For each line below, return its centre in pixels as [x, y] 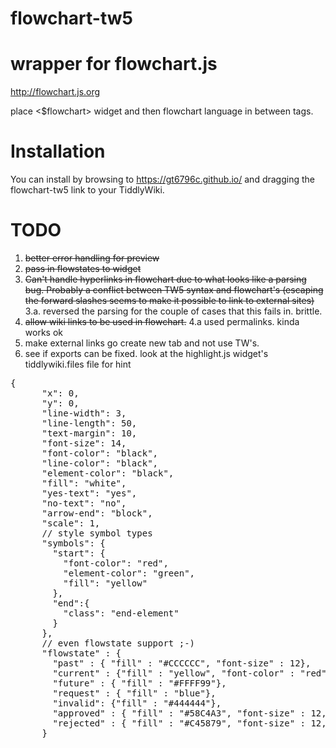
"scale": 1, [71, 523]
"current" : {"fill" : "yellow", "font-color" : [174, 673]
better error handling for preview [92, 258]
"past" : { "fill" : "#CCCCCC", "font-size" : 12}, [182, 663]
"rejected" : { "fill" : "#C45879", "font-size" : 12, [189, 723]
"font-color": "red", [116, 563]
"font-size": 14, [84, 443]
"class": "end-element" [121, 613]
